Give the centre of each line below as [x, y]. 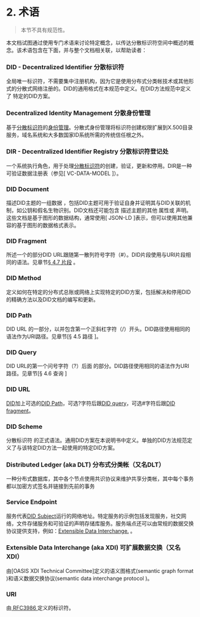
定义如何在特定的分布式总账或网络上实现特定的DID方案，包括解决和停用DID [99, 292]
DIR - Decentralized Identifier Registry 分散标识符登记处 [87, 152]
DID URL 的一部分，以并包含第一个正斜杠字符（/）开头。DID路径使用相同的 [98, 329]
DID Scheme [24, 426]
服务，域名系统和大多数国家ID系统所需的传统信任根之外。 [76, 134]
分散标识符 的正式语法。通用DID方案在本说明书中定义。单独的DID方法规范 [97, 440]
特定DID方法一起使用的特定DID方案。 [72, 447]
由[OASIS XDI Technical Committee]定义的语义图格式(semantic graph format [100, 570]
